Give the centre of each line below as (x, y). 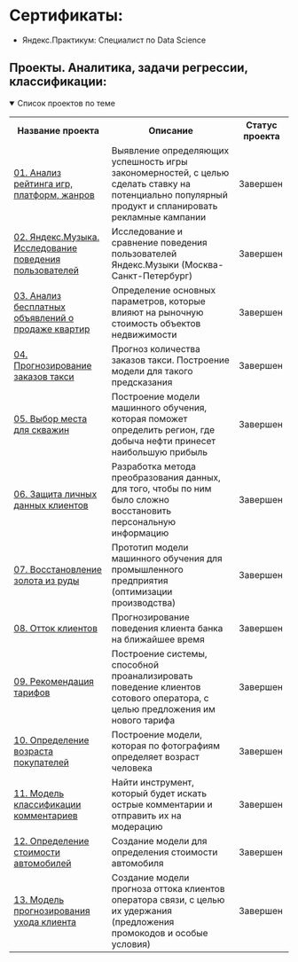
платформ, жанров (54, 194)
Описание (171, 130)
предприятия (140, 580)
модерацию (137, 826)
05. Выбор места (51, 418)
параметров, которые (158, 301)
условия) (131, 943)
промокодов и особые (160, 933)
